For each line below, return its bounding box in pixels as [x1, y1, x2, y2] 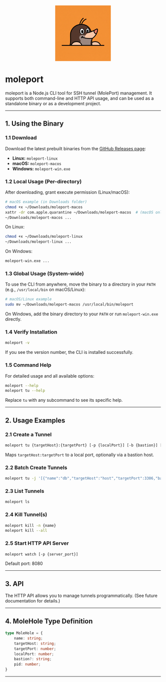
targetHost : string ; [14, 641, 56, 646]
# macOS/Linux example [5, 297, 52, 302]
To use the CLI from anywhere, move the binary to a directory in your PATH [5, 281, 156, 287]
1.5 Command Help [5, 362, 52, 369]
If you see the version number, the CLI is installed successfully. [5, 349, 133, 355]
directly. [5, 316, 22, 322]
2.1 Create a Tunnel [5, 431, 52, 438]
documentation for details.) [5, 598, 60, 604]
